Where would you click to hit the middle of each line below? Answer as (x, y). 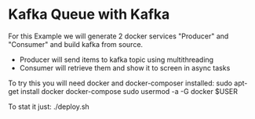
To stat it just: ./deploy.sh (49, 106)
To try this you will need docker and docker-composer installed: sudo (120, 83)
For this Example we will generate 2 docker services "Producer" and (118, 36)
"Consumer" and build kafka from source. (76, 44)
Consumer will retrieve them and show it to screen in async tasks (125, 67)
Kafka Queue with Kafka (89, 14)
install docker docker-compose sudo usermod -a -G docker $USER (129, 91)
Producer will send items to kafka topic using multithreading (117, 59)
